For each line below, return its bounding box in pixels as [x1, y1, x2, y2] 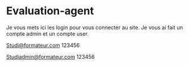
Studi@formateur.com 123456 [6, 42, 80, 49]
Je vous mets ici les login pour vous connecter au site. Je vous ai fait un [6, 24, 183, 31]
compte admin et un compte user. [6, 30, 89, 37]
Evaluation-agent [6, 4, 94, 18]
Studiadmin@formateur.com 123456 [6, 53, 95, 60]
